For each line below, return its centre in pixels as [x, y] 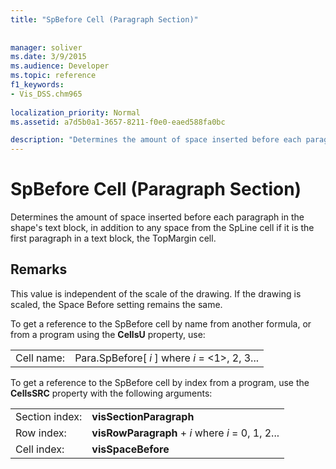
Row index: [41, 433]
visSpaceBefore [130, 449]
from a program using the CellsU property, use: [108, 334]
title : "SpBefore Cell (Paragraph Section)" [104, 19]
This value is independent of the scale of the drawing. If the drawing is [156, 293]
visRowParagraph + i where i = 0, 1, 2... [185, 433]
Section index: [49, 416]
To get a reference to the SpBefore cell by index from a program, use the [160, 382]
